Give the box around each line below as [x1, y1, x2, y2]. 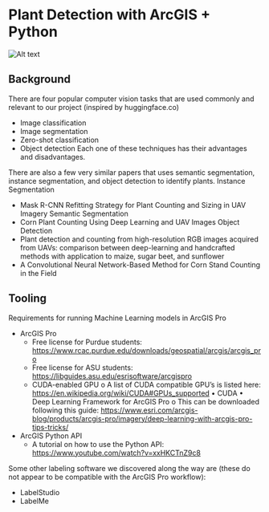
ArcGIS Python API [19, 431, 83, 441]
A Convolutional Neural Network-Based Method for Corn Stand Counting [19, 259, 261, 270]
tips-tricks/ [31, 422, 69, 432]
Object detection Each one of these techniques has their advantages [19, 143, 247, 153]
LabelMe [19, 496, 50, 506]
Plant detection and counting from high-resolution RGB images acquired [19, 234, 259, 244]
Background [8, 72, 71, 86]
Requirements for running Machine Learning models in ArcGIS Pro [8, 313, 226, 323]
